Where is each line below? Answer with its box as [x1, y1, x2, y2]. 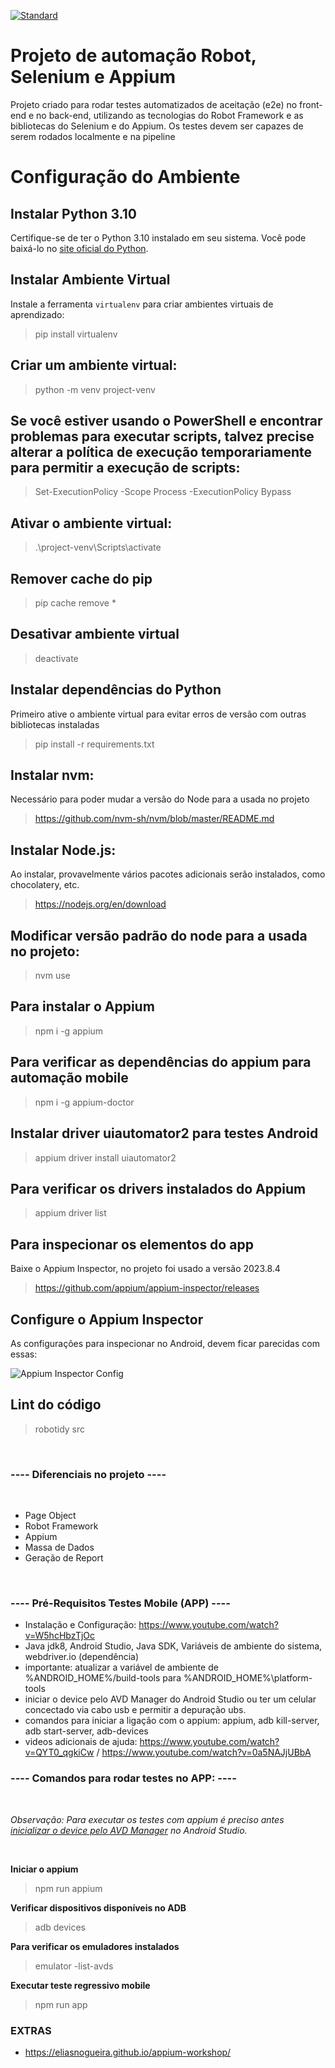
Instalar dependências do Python [10, 681, 222, 699]
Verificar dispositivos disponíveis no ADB [10, 1901, 187, 1914]
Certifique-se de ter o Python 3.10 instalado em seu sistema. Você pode [10, 231, 307, 244]
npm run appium [34, 1882, 103, 1894]
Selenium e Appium [10, 66, 177, 89]
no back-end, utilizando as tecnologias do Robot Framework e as [36, 109, 304, 121]
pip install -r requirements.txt [34, 738, 155, 750]
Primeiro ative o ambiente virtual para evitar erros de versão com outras [10, 708, 307, 720]
